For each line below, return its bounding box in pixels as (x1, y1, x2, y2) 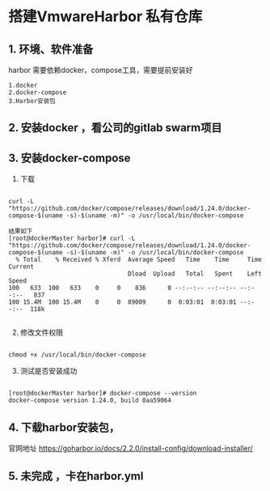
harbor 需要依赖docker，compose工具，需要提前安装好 (8, 66, 193, 75)
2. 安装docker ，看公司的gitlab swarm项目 (8, 121, 222, 134)
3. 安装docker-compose (8, 151, 131, 164)
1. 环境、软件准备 (8, 42, 94, 56)
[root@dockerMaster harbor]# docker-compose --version (8, 390, 197, 398)
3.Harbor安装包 (8, 97, 56, 105)
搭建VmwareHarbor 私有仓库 (8, 7, 203, 26)
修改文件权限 (19, 327, 63, 337)
